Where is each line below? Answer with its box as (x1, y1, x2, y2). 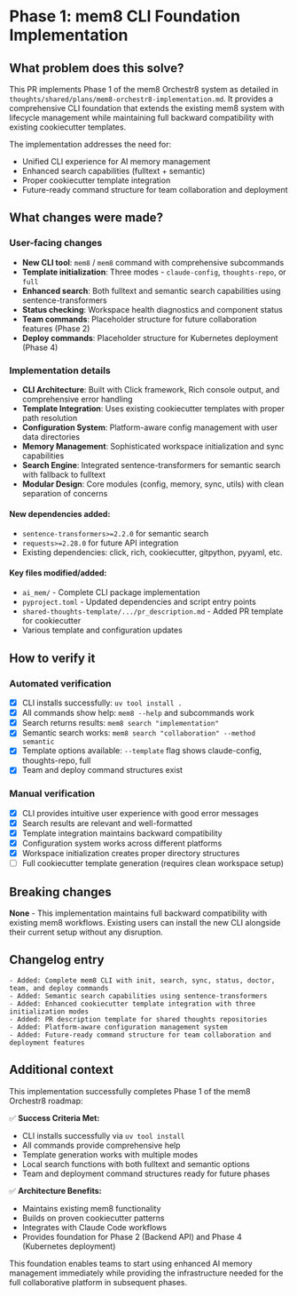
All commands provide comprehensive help (21, 1140, 181, 1150)
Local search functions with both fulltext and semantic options (21, 1158, 250, 1169)
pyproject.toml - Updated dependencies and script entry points (21, 597, 257, 608)
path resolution (21, 412, 78, 423)
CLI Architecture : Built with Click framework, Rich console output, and (21, 384, 280, 394)
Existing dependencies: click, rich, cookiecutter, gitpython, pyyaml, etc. (21, 547, 283, 558)
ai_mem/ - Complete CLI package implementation (21, 587, 201, 598)
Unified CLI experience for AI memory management (21, 156, 211, 166)
